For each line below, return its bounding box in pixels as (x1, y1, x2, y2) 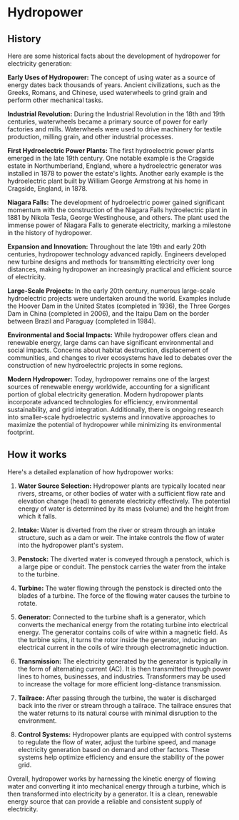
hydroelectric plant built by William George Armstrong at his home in (7, 176, 208, 185)
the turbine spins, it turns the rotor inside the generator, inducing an (17, 635, 218, 644)
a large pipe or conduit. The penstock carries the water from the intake (17, 562, 226, 571)
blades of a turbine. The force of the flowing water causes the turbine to (17, 591, 230, 600)
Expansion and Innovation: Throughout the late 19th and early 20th (7, 242, 207, 251)
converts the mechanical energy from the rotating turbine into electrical (17, 620, 228, 629)
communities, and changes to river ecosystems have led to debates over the (7, 354, 233, 361)
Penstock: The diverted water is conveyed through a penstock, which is (17, 554, 230, 563)
